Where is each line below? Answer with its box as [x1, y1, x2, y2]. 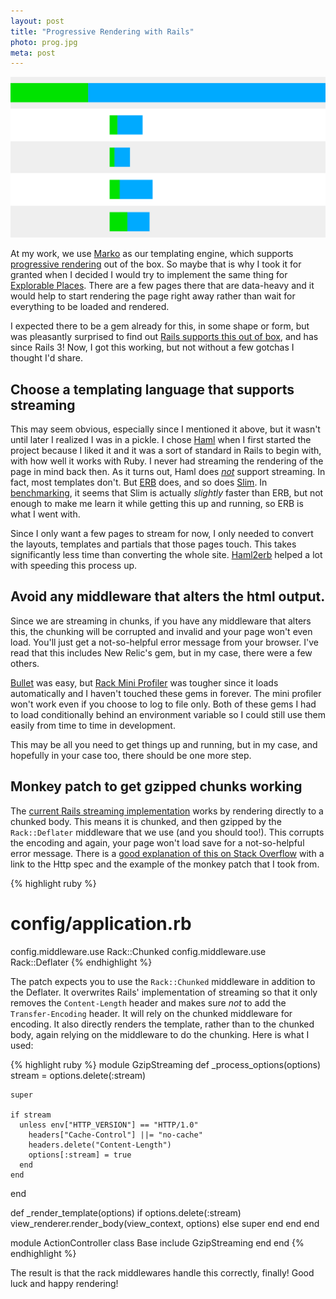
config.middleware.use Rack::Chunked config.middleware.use [10, 945, 267, 957]
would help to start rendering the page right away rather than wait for [10, 290, 296, 302]
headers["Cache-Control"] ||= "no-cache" [28, 1130, 203, 1140]
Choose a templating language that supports [10, 381, 295, 398]
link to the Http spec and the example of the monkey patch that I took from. [10, 858, 320, 870]
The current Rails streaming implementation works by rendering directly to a [10, 805, 324, 817]
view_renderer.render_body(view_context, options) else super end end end [10, 1217, 320, 1229]
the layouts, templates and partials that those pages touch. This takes [10, 538, 297, 550]
